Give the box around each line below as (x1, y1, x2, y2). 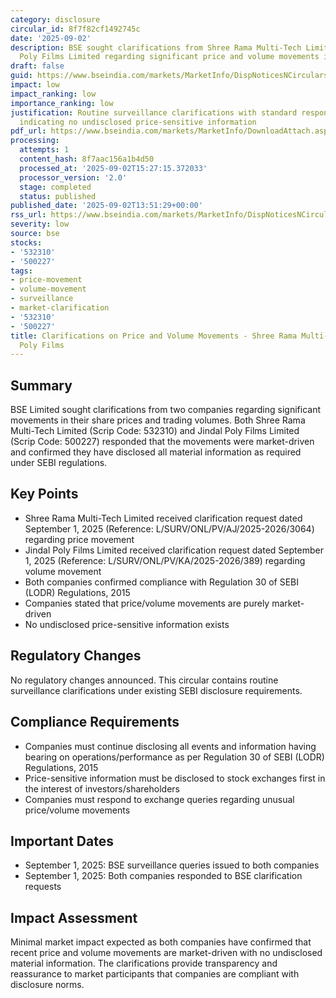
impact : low (10, 80, 60, 90)
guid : (10, 71, 33, 81)
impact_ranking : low (10, 89, 97, 99)
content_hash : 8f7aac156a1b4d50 (19, 154, 155, 164)
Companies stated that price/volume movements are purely (24, 597, 270, 609)
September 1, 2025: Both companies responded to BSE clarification (24, 870, 303, 882)
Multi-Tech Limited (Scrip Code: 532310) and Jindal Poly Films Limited (10, 425, 300, 437)
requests (24, 881, 62, 893)
